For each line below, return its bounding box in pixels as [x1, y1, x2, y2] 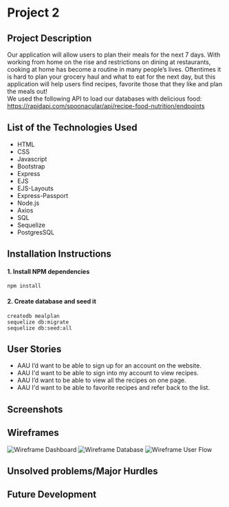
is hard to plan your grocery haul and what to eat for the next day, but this [7, 72, 216, 81]
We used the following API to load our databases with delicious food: [7, 95, 202, 103]
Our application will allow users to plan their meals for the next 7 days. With [7, 50, 221, 59]
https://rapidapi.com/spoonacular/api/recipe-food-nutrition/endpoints [7, 102, 205, 110]
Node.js [17, 199, 40, 207]
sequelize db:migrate [7, 319, 69, 326]
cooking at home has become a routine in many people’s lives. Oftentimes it [7, 66, 221, 73]
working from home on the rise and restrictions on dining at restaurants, [7, 58, 211, 66]
